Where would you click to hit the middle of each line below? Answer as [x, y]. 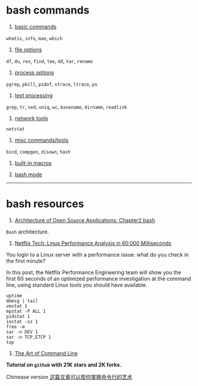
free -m [16, 327]
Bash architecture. [27, 232]
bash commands [48, 10]
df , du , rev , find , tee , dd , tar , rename [49, 61]
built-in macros [33, 163]
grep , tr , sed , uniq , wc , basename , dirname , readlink [67, 106]
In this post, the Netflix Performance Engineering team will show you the [94, 272]
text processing [34, 95]
